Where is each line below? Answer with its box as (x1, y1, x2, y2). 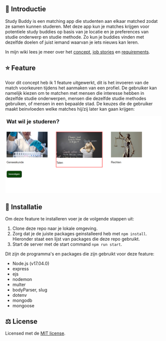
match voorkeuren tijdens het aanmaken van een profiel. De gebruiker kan (5, 85, 157, 91)
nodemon (12, 276, 32, 282)
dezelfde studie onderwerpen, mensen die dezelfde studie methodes (5, 95, 147, 101)
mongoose (12, 303, 35, 309)
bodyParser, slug (12, 287, 47, 293)
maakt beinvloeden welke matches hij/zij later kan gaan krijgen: (5, 106, 135, 112)
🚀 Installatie (5, 203, 42, 211)
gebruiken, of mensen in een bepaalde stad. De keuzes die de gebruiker (5, 100, 153, 107)
